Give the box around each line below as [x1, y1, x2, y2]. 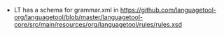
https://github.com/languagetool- [120, 6, 217, 14]
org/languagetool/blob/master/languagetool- [13, 13, 143, 21]
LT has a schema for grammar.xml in [13, 6, 119, 14]
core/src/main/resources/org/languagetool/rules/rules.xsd [13, 21, 183, 28]
